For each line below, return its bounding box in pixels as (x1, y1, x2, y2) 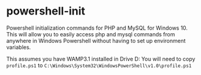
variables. (6, 44, 31, 51)
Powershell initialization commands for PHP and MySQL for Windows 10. (6, 24, 188, 31)
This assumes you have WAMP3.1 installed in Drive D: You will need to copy (6, 55, 196, 62)
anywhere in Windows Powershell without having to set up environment (6, 37, 186, 44)
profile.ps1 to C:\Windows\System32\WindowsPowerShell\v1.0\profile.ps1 (6, 62, 192, 69)
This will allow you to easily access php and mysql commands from (6, 30, 175, 37)
